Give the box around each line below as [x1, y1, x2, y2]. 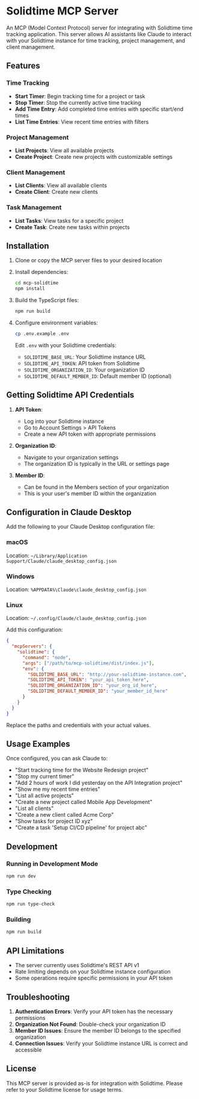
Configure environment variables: [14, 319, 98, 326]
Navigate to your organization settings [23, 453, 119, 461]
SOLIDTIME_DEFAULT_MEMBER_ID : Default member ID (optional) [23, 372, 172, 380]
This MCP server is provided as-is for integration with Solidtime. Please [6, 1079, 183, 1087]
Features [6, 61, 40, 71]
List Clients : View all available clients [14, 182, 107, 189]
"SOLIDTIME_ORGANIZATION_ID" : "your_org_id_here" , [28, 683, 158, 689]
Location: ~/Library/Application [6, 552, 88, 559]
